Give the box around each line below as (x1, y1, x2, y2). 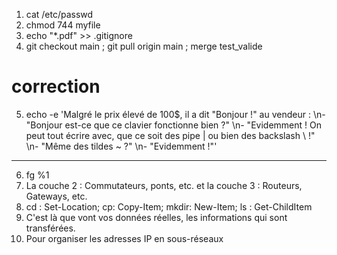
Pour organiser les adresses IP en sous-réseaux (25, 232, 224, 244)
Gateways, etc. (25, 190, 88, 202)
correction (11, 75, 101, 98)
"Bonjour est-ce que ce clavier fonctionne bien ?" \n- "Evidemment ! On (25, 119, 322, 131)
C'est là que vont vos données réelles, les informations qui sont (25, 211, 288, 223)
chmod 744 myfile (25, 19, 101, 31)
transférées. (25, 222, 76, 234)
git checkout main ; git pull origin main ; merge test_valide (25, 40, 263, 52)
